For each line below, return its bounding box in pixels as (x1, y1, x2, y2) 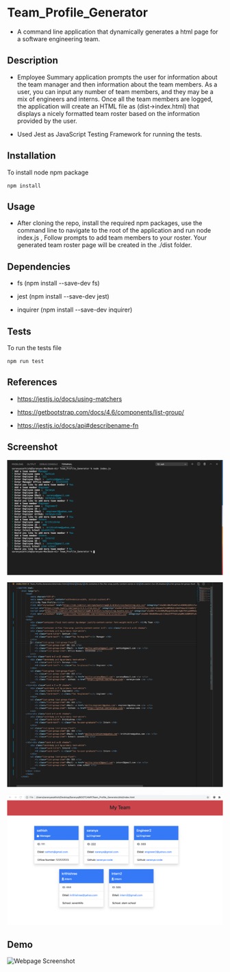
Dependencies (7, 261, 71, 273)
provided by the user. (16, 117, 77, 125)
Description (7, 55, 58, 67)
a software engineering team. (16, 34, 101, 43)
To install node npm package (7, 168, 89, 176)
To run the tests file (7, 344, 62, 351)
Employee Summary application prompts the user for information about (16, 73, 218, 81)
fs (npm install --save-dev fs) (16, 279, 101, 288)
